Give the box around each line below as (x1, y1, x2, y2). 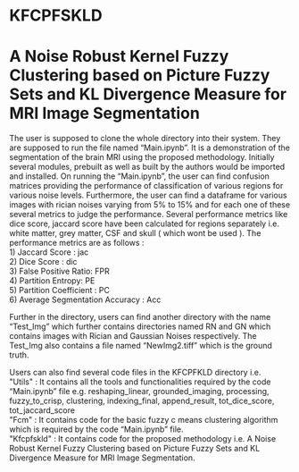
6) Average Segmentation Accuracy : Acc (9, 294, 162, 305)
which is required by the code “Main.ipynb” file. (9, 424, 185, 434)
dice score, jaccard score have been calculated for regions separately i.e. (9, 218, 279, 229)
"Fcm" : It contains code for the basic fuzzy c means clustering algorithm (9, 415, 278, 426)
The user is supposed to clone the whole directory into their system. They (9, 133, 281, 144)
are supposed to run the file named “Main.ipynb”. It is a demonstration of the (9, 142, 290, 153)
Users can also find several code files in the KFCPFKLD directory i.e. (9, 367, 262, 378)
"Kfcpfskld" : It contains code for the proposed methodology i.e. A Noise (9, 434, 277, 444)
